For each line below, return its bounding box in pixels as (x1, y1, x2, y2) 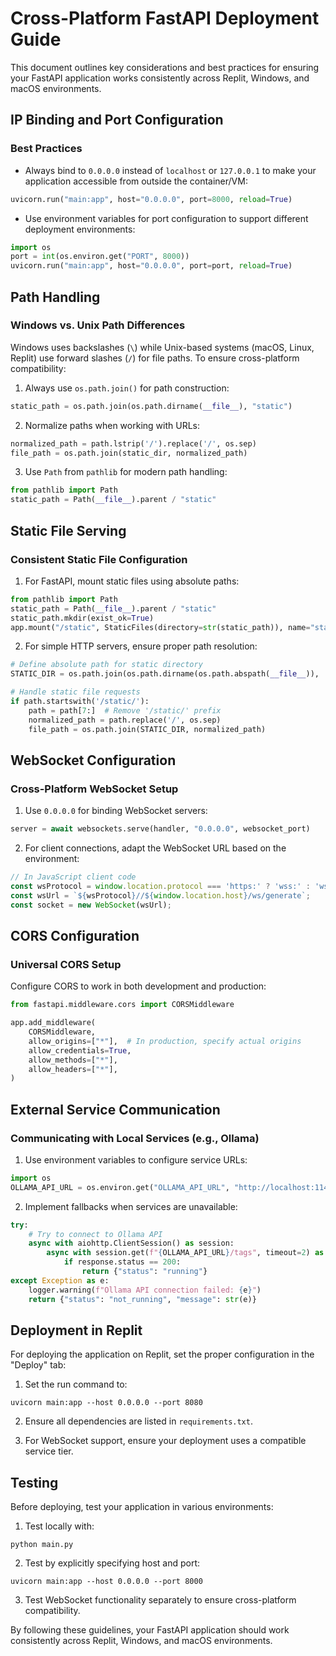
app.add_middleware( (10, 1018, 97, 1028)
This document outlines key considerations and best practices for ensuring (10, 61, 320, 73)
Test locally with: (24, 1520, 95, 1532)
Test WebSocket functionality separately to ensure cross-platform (24, 1594, 297, 1606)
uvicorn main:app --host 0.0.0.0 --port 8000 (10, 1577, 203, 1587)
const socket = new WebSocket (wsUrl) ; (10, 900, 172, 910)
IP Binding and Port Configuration (10, 112, 224, 129)
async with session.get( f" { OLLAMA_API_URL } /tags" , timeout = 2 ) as (46, 1248, 325, 1258)
